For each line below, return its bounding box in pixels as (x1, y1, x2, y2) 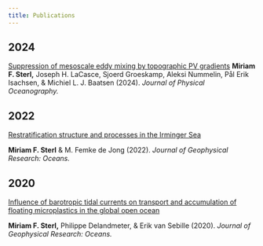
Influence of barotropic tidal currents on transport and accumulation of (8, 197, 237, 207)
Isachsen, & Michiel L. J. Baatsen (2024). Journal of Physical (8, 78, 206, 87)
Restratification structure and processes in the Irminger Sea (8, 130, 202, 140)
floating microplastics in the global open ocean (8, 206, 160, 215)
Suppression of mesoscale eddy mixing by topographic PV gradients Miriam (8, 61, 256, 71)
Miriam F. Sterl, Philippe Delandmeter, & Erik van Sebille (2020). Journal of (8, 221, 251, 230)
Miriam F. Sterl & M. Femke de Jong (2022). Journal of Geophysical (8, 145, 228, 155)
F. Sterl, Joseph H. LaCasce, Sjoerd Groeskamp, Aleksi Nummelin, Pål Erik (8, 70, 250, 79)
